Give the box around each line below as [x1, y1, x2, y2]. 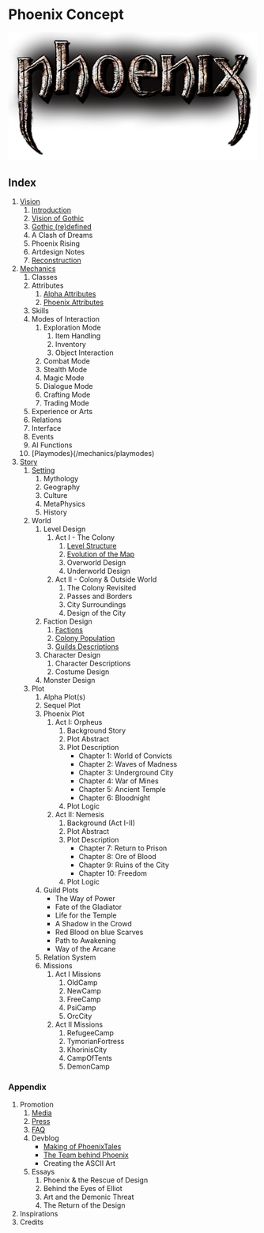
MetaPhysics [43, 500, 85, 509]
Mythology [43, 474, 79, 484]
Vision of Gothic [31, 213, 85, 223]
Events [31, 432, 54, 442]
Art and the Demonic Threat [43, 1192, 134, 1201]
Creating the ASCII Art [43, 1158, 116, 1167]
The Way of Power [55, 894, 116, 903]
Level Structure [66, 541, 117, 551]
